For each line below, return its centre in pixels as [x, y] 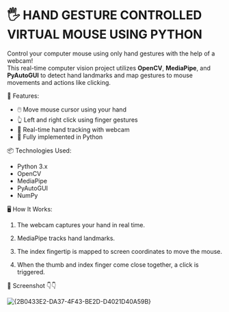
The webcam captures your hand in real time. [81, 224]
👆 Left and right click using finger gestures [77, 120]
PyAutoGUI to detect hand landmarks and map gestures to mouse [100, 75]
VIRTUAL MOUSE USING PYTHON [105, 35]
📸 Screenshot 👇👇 [32, 285]
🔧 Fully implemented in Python [60, 137]
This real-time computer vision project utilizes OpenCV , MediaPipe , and [109, 68]
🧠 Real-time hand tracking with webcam [73, 129]
